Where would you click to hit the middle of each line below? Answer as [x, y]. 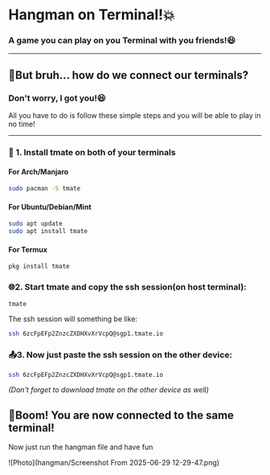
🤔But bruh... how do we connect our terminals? [129, 75]
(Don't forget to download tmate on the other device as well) [108, 390]
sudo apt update [35, 224]
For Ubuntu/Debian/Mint [50, 207]
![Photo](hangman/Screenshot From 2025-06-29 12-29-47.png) [114, 463]
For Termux [28, 249]
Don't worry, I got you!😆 [57, 98]
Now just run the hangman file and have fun [81, 447]
